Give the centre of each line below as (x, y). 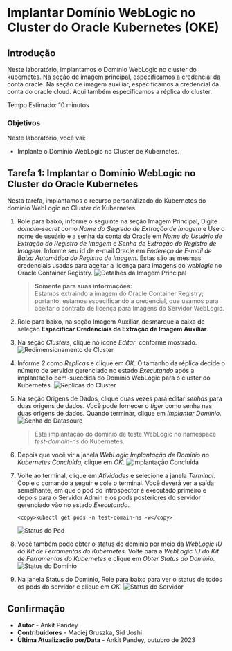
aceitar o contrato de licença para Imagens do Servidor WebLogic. (130, 309)
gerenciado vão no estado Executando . (73, 505)
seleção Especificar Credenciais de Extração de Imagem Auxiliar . (113, 329)
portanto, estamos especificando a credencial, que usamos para (126, 301)
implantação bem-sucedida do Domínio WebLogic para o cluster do (114, 378)
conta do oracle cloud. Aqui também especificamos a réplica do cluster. (110, 92)
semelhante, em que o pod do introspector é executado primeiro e (111, 490)
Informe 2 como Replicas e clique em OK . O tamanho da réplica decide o (121, 363)
